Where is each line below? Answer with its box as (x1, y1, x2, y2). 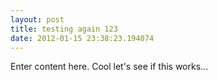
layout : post (10, 14, 65, 25)
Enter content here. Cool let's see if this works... (10, 61, 209, 73)
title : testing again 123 (10, 24, 118, 34)
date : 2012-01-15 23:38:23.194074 (10, 33, 155, 43)
